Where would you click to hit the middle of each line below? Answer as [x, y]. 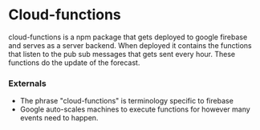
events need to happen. [59, 118]
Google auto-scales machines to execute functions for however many [135, 109]
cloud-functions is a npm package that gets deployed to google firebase [128, 37]
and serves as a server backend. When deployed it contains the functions [130, 45]
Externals [27, 83]
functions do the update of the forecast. [74, 63]
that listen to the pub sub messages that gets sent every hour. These [122, 54]
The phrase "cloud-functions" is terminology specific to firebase [127, 101]
